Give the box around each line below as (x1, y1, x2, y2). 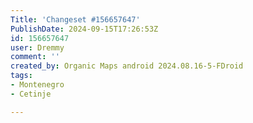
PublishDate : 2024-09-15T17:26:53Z (10, 24, 159, 34)
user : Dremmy (10, 42, 65, 53)
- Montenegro (10, 80, 65, 90)
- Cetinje (10, 89, 52, 99)
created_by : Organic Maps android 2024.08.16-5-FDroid (10, 61, 244, 71)
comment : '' (10, 52, 60, 62)
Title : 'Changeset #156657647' (10, 14, 141, 25)
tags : (10, 71, 33, 81)
